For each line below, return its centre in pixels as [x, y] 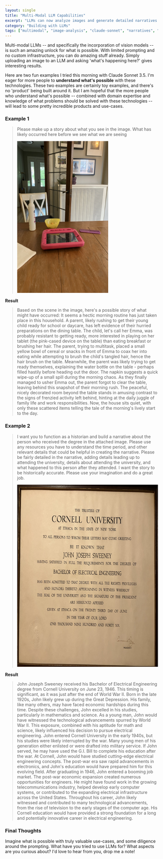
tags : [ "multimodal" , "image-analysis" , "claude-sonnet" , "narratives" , [80, 31]
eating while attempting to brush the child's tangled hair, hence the [84, 356]
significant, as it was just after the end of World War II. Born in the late [87, 694]
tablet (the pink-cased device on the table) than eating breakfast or [84, 341]
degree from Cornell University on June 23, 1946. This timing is [80, 689]
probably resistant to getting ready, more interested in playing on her [86, 336]
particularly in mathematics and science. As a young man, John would [87, 715]
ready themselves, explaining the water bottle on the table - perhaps [85, 367]
